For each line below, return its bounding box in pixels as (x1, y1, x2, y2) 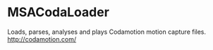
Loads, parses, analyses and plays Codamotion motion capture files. (7, 27, 207, 36)
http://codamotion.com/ (7, 35, 76, 43)
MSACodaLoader (7, 4, 109, 20)
